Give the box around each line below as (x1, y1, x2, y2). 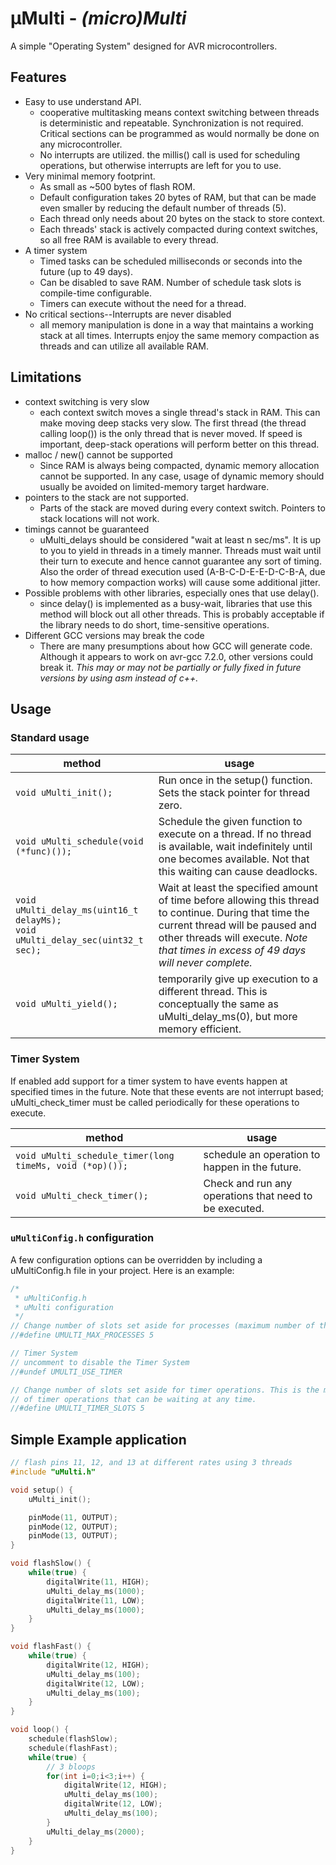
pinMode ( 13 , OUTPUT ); (28, 1531, 118, 1541)
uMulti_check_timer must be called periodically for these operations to (10, 1096, 300, 1108)
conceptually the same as (158, 997, 279, 1011)
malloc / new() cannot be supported (24, 448, 173, 461)
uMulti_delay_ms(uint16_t (15, 905, 139, 916)
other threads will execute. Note (158, 931, 308, 945)
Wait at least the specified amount (158, 881, 318, 895)
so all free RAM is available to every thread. (39, 233, 219, 246)
